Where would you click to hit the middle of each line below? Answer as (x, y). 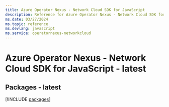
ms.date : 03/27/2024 (27, 19)
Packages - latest (33, 87)
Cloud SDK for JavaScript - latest (76, 69)
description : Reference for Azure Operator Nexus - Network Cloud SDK (81, 15)
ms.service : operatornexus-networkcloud (48, 33)
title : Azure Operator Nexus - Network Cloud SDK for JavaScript (75, 10)
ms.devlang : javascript (30, 29)
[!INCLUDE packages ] (28, 99)
